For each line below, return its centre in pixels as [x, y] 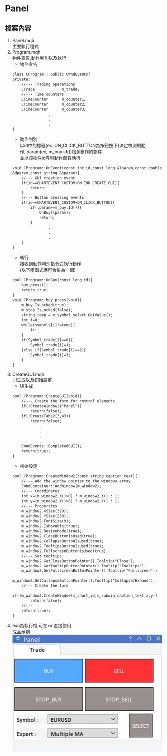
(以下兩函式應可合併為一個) [47, 270]
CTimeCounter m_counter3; [54, 109]
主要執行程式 [25, 46]
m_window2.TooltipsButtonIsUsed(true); [63, 546]
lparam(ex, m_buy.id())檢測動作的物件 [64, 152]
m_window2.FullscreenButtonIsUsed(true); [65, 551]
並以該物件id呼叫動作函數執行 [50, 158]
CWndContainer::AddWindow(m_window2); [62, 486]
